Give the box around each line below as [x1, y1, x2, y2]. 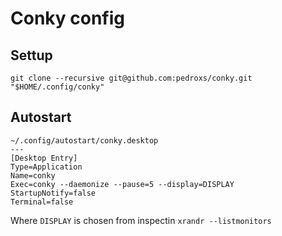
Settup [10, 47, 53, 64]
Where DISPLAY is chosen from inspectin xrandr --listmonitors [10, 214, 272, 226]
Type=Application [10, 162, 83, 172]
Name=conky [10, 170, 56, 181]
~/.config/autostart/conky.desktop [10, 135, 159, 146]
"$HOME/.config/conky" [10, 82, 105, 92]
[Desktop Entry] [10, 153, 78, 163]
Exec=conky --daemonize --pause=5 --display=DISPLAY [10, 179, 235, 189]
